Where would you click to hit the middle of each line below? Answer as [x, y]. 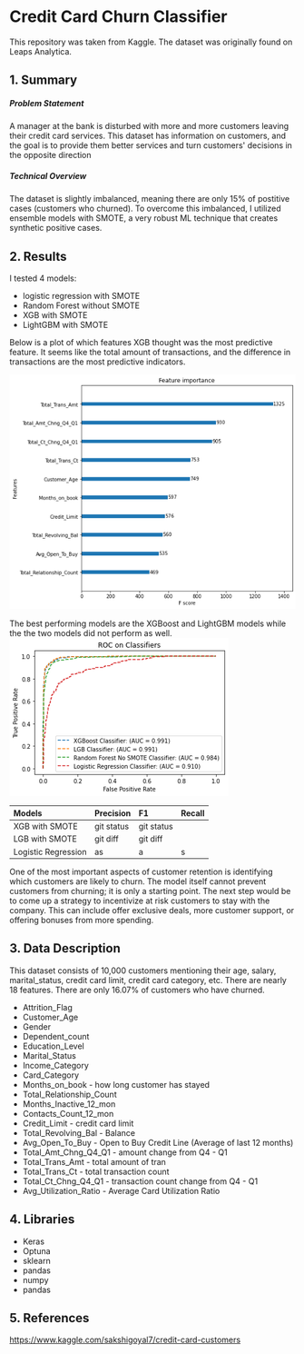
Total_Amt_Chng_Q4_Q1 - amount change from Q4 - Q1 [125, 1152]
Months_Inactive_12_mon [69, 1104]
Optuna [37, 1250]
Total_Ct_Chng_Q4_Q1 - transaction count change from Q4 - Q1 [140, 1181]
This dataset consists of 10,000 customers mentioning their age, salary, [143, 971]
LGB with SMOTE [45, 839]
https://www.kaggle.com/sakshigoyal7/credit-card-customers [125, 1340]
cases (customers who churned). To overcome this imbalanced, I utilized [145, 209]
